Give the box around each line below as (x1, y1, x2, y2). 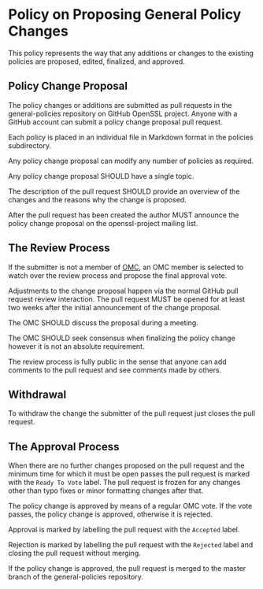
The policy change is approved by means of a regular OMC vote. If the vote (8, 502, 253, 511)
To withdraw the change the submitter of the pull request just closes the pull (8, 409, 256, 418)
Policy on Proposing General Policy (8, 6, 242, 24)
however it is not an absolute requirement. (8, 341, 145, 351)
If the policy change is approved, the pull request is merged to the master (8, 564, 246, 573)
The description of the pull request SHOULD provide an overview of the (8, 187, 240, 196)
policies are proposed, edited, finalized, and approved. (8, 57, 185, 66)
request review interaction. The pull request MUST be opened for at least (8, 294, 246, 304)
